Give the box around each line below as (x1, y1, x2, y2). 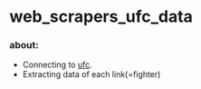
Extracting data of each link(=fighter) (22, 69, 161, 80)
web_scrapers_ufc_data (9, 6, 193, 27)
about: (9, 39, 39, 52)
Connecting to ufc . (22, 59, 92, 70)
